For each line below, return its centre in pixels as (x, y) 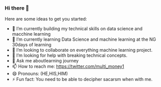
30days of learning (31, 45)
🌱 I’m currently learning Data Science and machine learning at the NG (84, 39)
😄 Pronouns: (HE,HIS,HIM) (40, 74)
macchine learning (31, 34)
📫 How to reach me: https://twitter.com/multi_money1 (68, 66)
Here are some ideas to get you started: (46, 19)
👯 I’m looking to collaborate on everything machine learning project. (82, 50)
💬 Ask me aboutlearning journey (45, 61)
